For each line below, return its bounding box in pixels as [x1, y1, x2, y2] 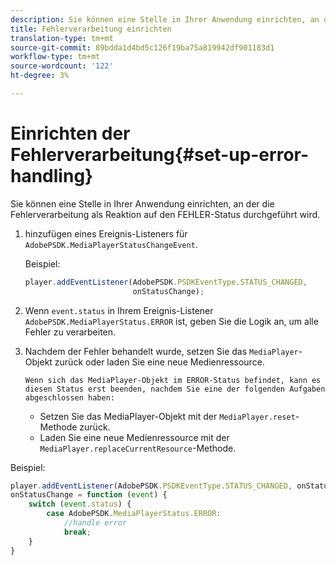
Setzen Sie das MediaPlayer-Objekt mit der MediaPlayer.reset [39, 410, 296, 422]
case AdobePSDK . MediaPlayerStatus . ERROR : [46, 509, 222, 519]
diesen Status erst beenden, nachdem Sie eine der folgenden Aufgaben [24, 384, 326, 394]
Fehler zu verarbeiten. [24, 326, 117, 338]
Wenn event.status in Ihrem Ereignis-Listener [24, 304, 214, 316]
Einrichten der [10, 122, 131, 145]
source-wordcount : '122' [10, 61, 114, 71]
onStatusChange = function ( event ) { [10, 490, 168, 500]
